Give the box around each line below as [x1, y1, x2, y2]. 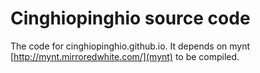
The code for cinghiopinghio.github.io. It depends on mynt [10, 40, 251, 52]
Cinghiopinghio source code [10, 7, 251, 30]
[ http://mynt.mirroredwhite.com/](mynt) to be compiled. [10, 50, 240, 62]
